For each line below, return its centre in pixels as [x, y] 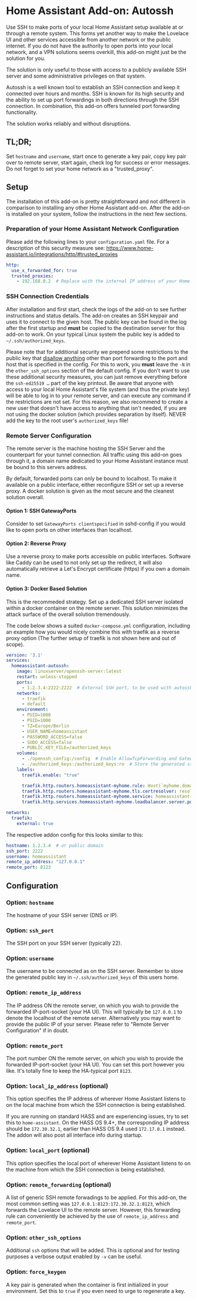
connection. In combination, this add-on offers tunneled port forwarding [93, 106]
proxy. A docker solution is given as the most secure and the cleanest [90, 491]
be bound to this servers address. [47, 467]
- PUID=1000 [36, 715]
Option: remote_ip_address [44, 992]
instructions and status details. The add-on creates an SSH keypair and [92, 315]
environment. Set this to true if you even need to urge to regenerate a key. [96, 1291]
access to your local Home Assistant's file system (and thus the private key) [98, 389]
